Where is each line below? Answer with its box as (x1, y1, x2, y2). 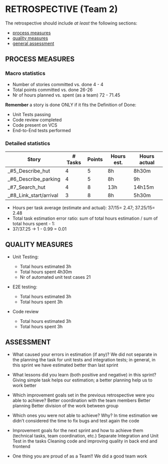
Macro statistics (5, 70, 46, 77)
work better (12, 382, 36, 388)
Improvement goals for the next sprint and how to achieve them (12, 427, 143, 433)
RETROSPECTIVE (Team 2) (5, 4, 118, 15)
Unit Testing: (12, 254, 39, 260)
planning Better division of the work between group (12, 402, 118, 408)
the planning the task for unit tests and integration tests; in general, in (12, 356, 156, 362)
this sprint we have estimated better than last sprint (12, 362, 118, 368)
